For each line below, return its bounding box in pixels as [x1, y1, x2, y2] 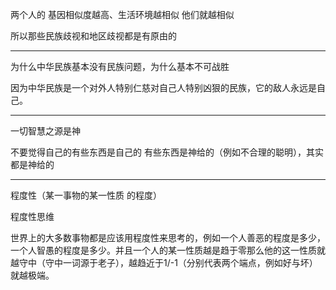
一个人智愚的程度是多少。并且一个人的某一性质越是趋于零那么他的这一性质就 [10, 244, 326, 256]
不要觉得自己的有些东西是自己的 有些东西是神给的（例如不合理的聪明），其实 [10, 146, 324, 158]
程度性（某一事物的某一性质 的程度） [10, 189, 162, 201]
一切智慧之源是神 [10, 125, 81, 137]
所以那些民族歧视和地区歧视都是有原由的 [10, 30, 177, 42]
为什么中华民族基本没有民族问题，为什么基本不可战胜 [10, 61, 230, 72]
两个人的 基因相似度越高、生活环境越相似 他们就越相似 [10, 9, 235, 20]
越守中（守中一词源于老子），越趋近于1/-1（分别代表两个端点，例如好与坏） [10, 257, 318, 268]
